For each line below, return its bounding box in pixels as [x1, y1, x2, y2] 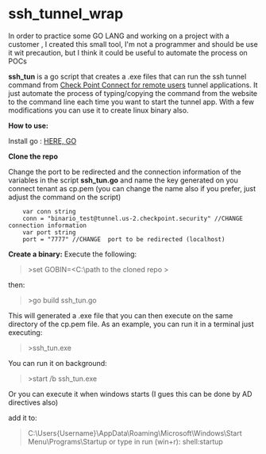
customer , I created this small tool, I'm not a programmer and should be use [8, 39, 258, 48]
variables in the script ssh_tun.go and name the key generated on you [8, 175, 238, 185]
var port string [22, 228, 77, 237]
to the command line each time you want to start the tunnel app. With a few [8, 97, 254, 106]
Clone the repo [8, 152, 58, 161]
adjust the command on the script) [8, 192, 121, 202]
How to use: [8, 121, 49, 130]
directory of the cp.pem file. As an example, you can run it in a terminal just [8, 319, 254, 329]
